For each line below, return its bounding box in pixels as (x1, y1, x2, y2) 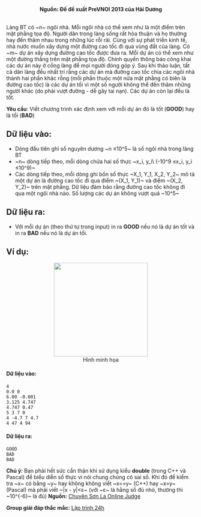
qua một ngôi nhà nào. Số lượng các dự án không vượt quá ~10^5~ (14, 190, 179, 197)
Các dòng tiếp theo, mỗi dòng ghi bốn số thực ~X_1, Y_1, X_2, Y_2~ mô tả (14, 170, 195, 178)
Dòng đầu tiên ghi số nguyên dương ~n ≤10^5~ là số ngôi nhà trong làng (14, 145, 194, 152)
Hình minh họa (83, 356, 119, 363)
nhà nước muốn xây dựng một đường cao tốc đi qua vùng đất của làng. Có (6, 43, 190, 50)
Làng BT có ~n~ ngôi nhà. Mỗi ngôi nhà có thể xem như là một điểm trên (6, 24, 185, 31)
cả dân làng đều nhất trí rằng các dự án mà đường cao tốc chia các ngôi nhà (6, 68, 195, 75)
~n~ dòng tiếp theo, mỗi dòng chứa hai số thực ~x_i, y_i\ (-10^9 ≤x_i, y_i (14, 158, 193, 165)
